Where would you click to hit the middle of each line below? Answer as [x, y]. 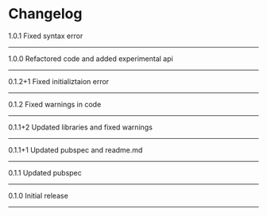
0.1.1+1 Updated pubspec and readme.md [75, 150]
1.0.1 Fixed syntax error [46, 36]
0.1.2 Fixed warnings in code [55, 104]
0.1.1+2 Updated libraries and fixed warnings [81, 127]
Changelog [45, 14]
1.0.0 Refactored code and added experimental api [91, 58]
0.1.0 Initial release [39, 195]
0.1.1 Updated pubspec [45, 172]
